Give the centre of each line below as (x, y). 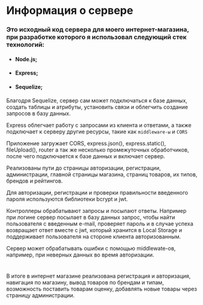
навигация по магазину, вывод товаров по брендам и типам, (85, 282)
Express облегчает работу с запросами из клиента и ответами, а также (99, 125)
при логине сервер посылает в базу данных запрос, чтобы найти (91, 217)
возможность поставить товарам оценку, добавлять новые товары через (102, 289)
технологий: (25, 45)
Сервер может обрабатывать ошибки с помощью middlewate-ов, (91, 248)
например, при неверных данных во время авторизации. (80, 255)
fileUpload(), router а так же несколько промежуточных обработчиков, (98, 150)
